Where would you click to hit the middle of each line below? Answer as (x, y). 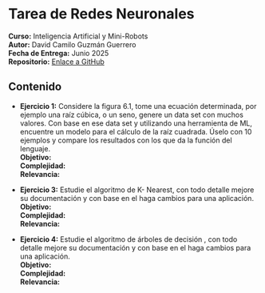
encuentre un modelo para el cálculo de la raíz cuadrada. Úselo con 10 (136, 131)
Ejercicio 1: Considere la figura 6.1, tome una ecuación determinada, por (138, 106)
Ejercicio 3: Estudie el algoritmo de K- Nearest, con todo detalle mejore (137, 190)
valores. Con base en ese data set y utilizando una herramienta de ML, (136, 123)
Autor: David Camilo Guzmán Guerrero (72, 44)
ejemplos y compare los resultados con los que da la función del (126, 140)
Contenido (35, 87)
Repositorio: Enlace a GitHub (57, 62)
